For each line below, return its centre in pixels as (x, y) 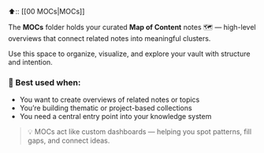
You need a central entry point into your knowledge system (115, 117)
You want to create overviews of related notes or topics (110, 100)
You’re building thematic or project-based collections (106, 108)
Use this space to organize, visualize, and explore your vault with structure (129, 54)
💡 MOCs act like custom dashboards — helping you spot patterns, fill (139, 132)
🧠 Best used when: (45, 82)
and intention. (30, 62)
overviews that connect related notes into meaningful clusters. (110, 38)
